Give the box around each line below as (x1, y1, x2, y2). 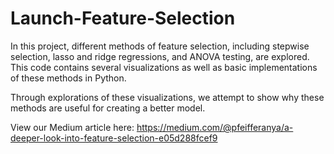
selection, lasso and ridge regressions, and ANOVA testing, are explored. (10, 50, 310, 62)
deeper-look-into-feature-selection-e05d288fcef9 (10, 132, 218, 144)
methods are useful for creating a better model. (10, 102, 206, 114)
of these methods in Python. (10, 72, 127, 84)
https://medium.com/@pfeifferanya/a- (136, 121, 294, 133)
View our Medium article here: (10, 121, 135, 133)
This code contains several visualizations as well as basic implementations (10, 61, 318, 73)
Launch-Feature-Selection (10, 7, 236, 30)
